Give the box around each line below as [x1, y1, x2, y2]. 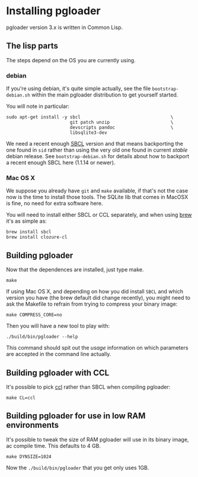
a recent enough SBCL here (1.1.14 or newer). [6, 159, 116, 167]
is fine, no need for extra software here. [6, 200, 103, 207]
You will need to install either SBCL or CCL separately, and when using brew [6, 212, 192, 219]
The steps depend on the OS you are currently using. [6, 56, 136, 63]
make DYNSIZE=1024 [6, 453, 52, 460]
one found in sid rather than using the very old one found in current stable [6, 146, 188, 153]
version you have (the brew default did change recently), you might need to [6, 294, 191, 302]
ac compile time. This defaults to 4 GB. [6, 442, 101, 449]
